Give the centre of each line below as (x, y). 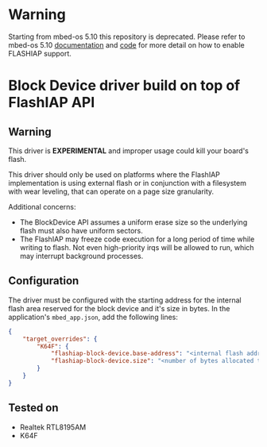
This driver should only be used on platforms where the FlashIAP (114, 174)
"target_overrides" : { (60, 339)
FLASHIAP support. (40, 53)
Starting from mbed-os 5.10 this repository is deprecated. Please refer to (127, 37)
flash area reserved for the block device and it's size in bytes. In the (119, 308)
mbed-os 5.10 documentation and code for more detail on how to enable (126, 44)
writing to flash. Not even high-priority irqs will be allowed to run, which (137, 247)
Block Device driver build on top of (124, 86)
